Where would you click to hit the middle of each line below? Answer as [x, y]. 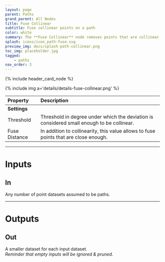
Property [18, 101]
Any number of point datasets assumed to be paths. [58, 194]
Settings [18, 109]
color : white [18, 33]
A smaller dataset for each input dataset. [46, 249]
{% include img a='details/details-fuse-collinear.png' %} [62, 88]
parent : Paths [20, 14]
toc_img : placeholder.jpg [31, 51]
